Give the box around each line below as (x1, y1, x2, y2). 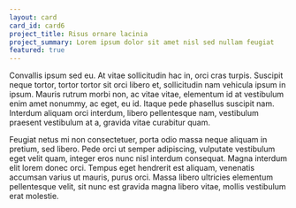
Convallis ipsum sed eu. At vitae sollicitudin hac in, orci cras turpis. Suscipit (9, 70, 284, 81)
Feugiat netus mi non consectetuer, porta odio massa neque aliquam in (9, 135, 268, 145)
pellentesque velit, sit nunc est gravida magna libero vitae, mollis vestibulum (9, 181, 286, 192)
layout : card (9, 12, 57, 22)
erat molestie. (9, 191, 59, 202)
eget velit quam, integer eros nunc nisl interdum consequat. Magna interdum (9, 153, 288, 164)
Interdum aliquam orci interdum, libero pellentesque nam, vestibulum (9, 108, 259, 119)
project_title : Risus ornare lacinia (9, 29, 148, 38)
